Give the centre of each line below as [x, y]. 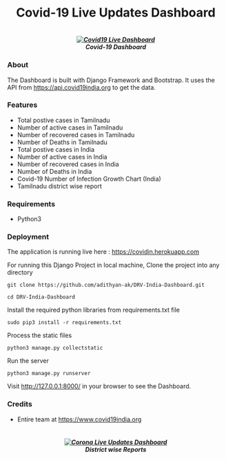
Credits [20, 404]
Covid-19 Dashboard [116, 47]
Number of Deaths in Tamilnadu [62, 142]
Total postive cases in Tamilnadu [63, 120]
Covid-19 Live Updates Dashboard [116, 13]
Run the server [28, 361]
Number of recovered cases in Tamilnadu [76, 134]
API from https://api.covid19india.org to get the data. [82, 87]
